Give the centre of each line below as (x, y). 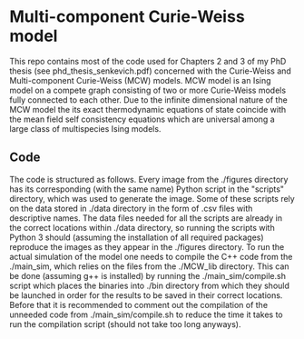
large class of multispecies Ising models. (85, 128)
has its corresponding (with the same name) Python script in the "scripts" (147, 189)
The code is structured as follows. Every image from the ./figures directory (149, 179)
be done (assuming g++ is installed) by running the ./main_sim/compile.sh (147, 275)
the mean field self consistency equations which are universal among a (142, 119)
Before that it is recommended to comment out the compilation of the (139, 304)
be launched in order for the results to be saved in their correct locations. (146, 295)
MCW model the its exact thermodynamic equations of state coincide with (148, 109)
